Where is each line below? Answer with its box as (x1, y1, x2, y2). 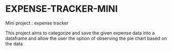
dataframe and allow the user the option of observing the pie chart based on (5, 35, 167, 41)
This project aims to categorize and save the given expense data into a (5, 30, 155, 36)
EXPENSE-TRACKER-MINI (5, 3, 118, 15)
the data (5, 40, 23, 46)
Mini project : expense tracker (5, 20, 69, 26)
